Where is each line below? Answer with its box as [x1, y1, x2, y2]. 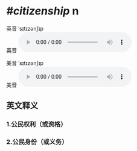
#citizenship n [6, 4, 79, 18]
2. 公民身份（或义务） [6, 138, 68, 146]
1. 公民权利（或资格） [6, 120, 67, 129]
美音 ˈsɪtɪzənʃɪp [6, 59, 44, 67]
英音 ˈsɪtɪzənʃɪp [6, 25, 44, 32]
